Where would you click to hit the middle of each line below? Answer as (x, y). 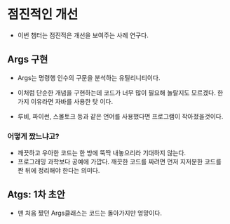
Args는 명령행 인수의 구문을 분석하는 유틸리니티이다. (89, 77)
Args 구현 (28, 59)
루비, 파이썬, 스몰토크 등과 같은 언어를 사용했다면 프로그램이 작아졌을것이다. (120, 116)
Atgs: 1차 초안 (36, 195)
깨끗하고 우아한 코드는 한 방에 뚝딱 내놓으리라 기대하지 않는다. (102, 153)
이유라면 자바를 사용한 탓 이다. (72, 101)
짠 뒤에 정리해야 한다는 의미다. (59, 171)
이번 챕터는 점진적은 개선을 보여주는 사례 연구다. (83, 35)
